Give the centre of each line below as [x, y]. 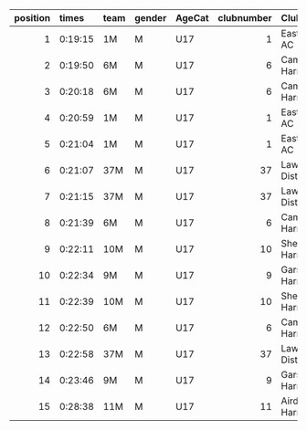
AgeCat [192, 18]
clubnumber [245, 18]
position [32, 18]
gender [150, 18]
